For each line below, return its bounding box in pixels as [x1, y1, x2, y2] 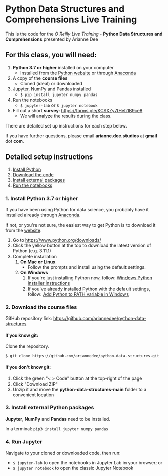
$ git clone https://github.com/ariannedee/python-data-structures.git [5, 354, 159, 359]
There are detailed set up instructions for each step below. [5, 122, 128, 129]
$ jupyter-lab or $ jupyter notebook [20, 102, 98, 108]
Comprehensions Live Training [5, 14, 137, 25]
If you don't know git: [5, 364, 51, 370]
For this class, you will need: [5, 51, 97, 59]
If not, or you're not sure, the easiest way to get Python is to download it [5, 221, 156, 228]
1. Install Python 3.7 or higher [5, 195, 78, 202]
